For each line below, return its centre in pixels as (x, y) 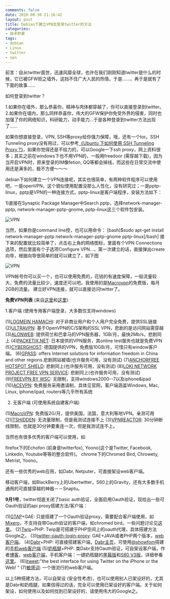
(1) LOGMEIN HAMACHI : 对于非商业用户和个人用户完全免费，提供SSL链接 (81, 322)
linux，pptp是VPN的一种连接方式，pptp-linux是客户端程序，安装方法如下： (84, 192)
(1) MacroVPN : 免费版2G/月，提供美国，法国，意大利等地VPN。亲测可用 (80, 413)
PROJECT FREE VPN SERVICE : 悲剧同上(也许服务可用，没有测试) (73, 373)
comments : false (22, 10)
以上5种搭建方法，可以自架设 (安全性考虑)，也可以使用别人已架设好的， (80, 579)
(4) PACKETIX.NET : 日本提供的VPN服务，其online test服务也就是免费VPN (87, 341)
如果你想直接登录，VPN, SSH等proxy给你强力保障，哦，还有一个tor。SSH (82, 137)
